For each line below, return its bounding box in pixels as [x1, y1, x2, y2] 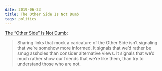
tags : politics [5, 16, 37, 21]
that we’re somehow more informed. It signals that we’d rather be [17, 45, 151, 51]
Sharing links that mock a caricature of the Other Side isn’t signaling [17, 40, 158, 46]
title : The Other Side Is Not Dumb [5, 12, 79, 17]
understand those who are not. [17, 61, 81, 67]
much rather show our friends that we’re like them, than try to [17, 56, 144, 62]
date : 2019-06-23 [5, 7, 41, 12]
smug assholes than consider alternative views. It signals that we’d [17, 50, 155, 56]
